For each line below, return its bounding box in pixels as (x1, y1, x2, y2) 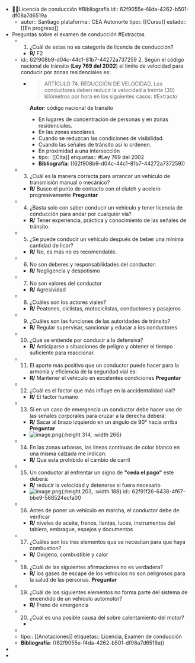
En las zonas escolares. (38, 128, 96, 135)
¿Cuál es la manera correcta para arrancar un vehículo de (29, 173, 171, 179)
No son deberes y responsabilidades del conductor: (29, 261, 156, 268)
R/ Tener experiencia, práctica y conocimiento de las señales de (29, 217, 187, 224)
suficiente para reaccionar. (29, 349, 95, 356)
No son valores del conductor (29, 280, 102, 287)
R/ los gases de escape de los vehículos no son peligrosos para (29, 570, 186, 577)
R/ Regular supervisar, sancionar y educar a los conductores (29, 324, 178, 331)
